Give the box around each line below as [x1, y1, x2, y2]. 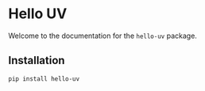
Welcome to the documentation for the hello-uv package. [8, 31, 197, 40]
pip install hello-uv [8, 74, 80, 83]
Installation [8, 54, 65, 67]
